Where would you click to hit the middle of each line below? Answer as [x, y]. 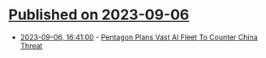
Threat [31, 45]
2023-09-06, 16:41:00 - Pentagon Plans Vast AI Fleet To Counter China [139, 37]
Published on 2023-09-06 [99, 15]
